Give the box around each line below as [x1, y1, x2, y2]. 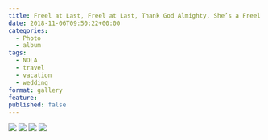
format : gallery [8, 86, 63, 94]
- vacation [15, 71, 52, 79]
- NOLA [15, 57, 38, 65]
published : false [8, 101, 67, 109]
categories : [8, 26, 48, 34]
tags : [8, 49, 27, 57]
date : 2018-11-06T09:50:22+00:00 [8, 19, 121, 27]
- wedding [15, 78, 48, 86]
